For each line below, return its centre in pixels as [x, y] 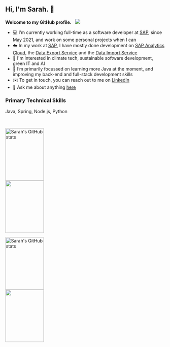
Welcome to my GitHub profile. [39, 22]
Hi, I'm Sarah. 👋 [30, 9]
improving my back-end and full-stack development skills [73, 74]
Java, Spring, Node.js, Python [36, 112]
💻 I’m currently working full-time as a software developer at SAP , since [87, 32]
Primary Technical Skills [36, 100]
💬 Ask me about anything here [44, 87]
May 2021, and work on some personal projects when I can [74, 40]
